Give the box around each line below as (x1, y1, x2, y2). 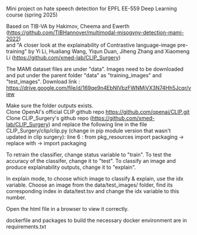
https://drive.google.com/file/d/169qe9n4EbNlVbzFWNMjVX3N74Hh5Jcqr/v (6, 84, 192, 91)
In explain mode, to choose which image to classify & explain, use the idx (6, 175, 184, 182)
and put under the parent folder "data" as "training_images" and (6, 72, 162, 79)
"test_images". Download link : (6, 78, 80, 85)
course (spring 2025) (6, 11, 58, 18)
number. (6, 194, 27, 201)
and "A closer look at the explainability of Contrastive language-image (6, 41, 176, 48)
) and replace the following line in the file (48, 121, 147, 128)
